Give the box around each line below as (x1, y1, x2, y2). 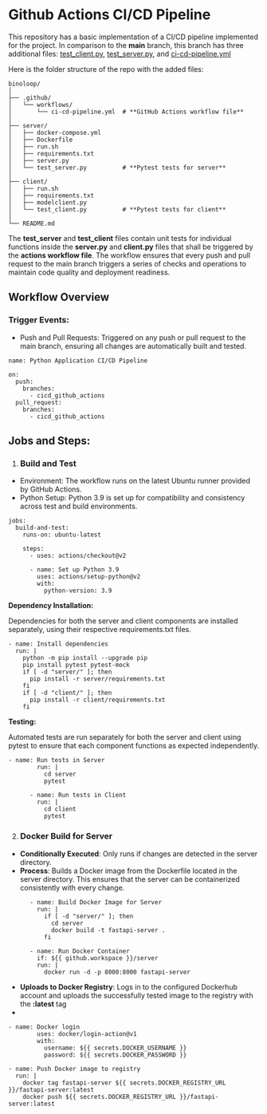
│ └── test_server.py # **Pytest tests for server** (8, 164, 226, 172)
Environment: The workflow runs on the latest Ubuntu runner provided (19, 476, 251, 486)
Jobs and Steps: (8, 434, 91, 448)
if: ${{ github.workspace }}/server (37, 954, 159, 962)
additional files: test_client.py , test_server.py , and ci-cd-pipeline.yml (8, 49, 231, 58)
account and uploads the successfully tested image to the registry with (19, 990, 253, 1000)
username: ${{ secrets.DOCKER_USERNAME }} (43, 1044, 187, 1052)
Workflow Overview (8, 290, 110, 304)
